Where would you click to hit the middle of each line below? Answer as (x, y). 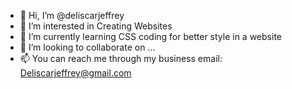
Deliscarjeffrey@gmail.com (75, 73)
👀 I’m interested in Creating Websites (96, 26)
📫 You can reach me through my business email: (121, 58)
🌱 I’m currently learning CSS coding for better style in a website (150, 36)
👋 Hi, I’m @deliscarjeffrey (72, 15)
